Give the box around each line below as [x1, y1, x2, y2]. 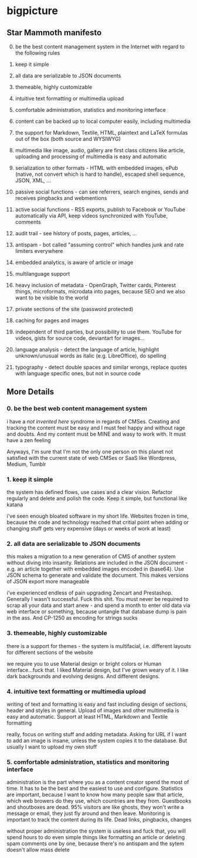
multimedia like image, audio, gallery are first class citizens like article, [15, 147, 185, 153]
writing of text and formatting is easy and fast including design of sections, [6, 700, 188, 707]
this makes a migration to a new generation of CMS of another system [6, 553, 176, 560]
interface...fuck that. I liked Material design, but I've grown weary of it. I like [6, 666, 189, 673]
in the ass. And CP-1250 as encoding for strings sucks [6, 615, 138, 622]
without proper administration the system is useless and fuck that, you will [6, 827, 186, 834]
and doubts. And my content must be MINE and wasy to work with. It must [6, 430, 186, 438]
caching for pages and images [15, 317, 89, 324]
